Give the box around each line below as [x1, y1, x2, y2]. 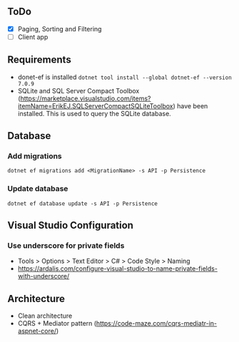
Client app [17, 32, 49, 41]
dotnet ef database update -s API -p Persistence [7, 199, 158, 207]
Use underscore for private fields [7, 241, 125, 251]
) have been [173, 101, 208, 110]
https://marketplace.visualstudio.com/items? [20, 94, 151, 103]
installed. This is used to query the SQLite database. [17, 109, 171, 118]
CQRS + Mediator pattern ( [17, 319, 97, 328]
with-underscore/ [17, 272, 70, 281]
